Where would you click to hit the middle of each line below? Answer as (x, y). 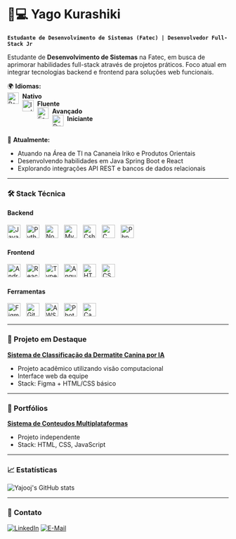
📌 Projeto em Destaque (47, 339)
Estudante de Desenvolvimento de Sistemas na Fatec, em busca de (106, 57)
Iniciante (80, 118)
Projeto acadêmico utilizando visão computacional (90, 368)
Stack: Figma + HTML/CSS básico (67, 383)
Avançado (67, 111)
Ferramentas (26, 291)
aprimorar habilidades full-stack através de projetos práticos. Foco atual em (117, 64)
